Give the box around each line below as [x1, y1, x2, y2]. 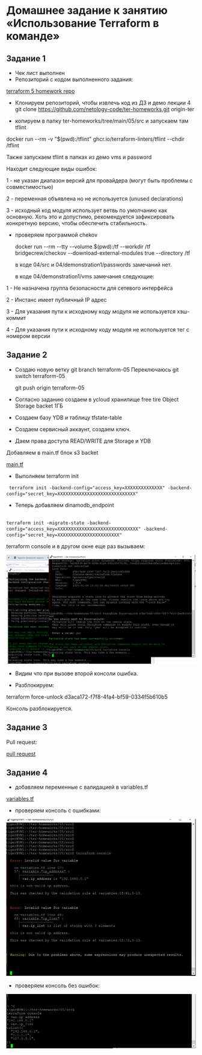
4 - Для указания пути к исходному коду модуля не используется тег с [6, 326, 190, 333]
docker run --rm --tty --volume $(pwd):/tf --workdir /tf [14, 243, 151, 250]
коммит [6, 315, 26, 321]
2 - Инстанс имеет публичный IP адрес [6, 297, 107, 303]
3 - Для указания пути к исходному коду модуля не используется [6, 308, 176, 315]
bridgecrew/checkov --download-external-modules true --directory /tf [14, 249, 191, 257]
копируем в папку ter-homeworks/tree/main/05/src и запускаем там [14, 117, 189, 124]
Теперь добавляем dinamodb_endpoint [14, 501, 114, 508]
